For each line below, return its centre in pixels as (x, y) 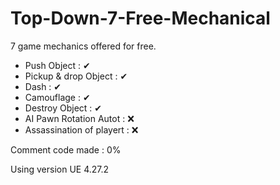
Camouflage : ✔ (57, 97)
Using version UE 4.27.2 (60, 169)
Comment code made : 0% (66, 149)
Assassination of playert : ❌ (81, 129)
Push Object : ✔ (57, 65)
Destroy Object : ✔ (63, 108)
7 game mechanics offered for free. (83, 46)
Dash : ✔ (43, 86)
